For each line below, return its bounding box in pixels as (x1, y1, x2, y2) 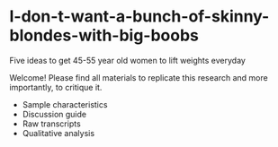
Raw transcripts (22, 118, 81, 129)
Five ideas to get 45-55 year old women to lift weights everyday (9, 55, 246, 65)
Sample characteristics (22, 99, 108, 109)
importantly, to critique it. (9, 82, 103, 92)
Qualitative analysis (22, 127, 95, 138)
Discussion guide (22, 108, 87, 119)
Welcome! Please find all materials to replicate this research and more (9, 72, 268, 82)
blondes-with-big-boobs (9, 25, 200, 46)
